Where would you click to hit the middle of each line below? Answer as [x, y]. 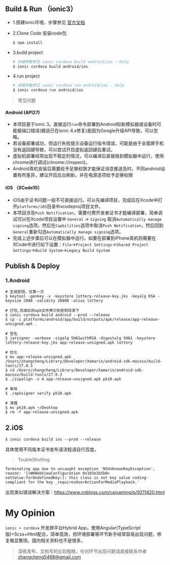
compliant [16, 482]
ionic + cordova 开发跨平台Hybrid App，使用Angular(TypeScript [73, 528]
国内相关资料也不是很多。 [58, 541]
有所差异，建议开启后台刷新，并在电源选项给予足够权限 [75, 175]
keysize [13, 301]
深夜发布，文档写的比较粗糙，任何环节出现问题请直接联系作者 [82, 551]
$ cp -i [13, 320]
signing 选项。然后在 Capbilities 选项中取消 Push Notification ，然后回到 [88, 225]
